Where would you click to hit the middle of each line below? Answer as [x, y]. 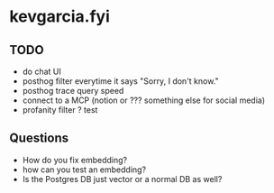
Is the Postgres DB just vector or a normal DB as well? [122, 179]
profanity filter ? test [60, 110]
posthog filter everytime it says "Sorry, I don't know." [120, 81]
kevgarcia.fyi [59, 17]
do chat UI [41, 71]
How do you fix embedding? [75, 160]
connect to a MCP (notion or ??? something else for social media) [144, 100]
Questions [39, 138]
